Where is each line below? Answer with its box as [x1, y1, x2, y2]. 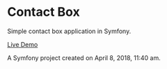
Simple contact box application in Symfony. [7, 27, 132, 35]
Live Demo [7, 40, 38, 48]
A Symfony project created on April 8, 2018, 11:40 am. [7, 53, 161, 62]
